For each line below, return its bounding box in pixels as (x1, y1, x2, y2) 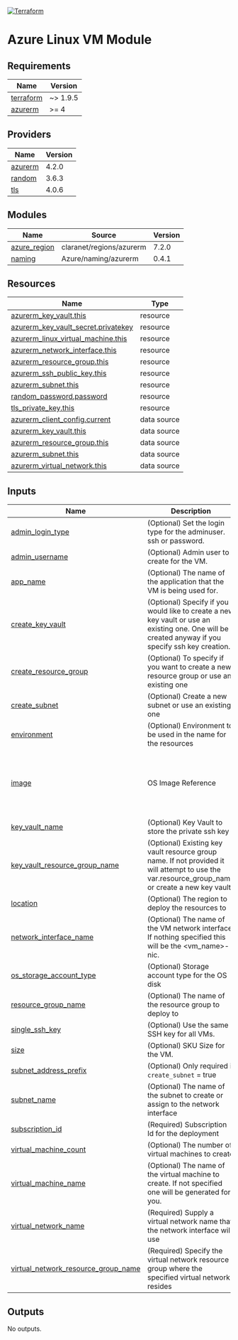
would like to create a (147, 606, 218, 616)
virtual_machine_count (11, 1145, 86, 1154)
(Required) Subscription (147, 1120, 227, 1130)
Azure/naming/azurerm (61, 253, 140, 263)
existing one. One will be (147, 624, 229, 634)
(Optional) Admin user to (147, 547, 229, 557)
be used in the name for (147, 729, 227, 739)
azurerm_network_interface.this (11, 345, 117, 355)
